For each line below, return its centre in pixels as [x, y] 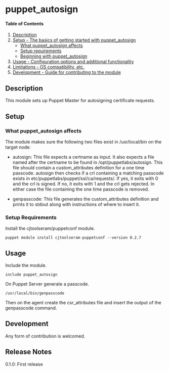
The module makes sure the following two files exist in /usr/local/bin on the [83, 142]
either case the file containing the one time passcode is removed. [81, 189]
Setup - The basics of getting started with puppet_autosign [74, 40]
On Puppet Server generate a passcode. [47, 284]
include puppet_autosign [31, 274]
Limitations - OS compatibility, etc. [48, 67]
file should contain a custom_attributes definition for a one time [78, 167]
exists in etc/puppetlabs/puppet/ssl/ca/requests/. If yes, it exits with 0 [85, 178]
